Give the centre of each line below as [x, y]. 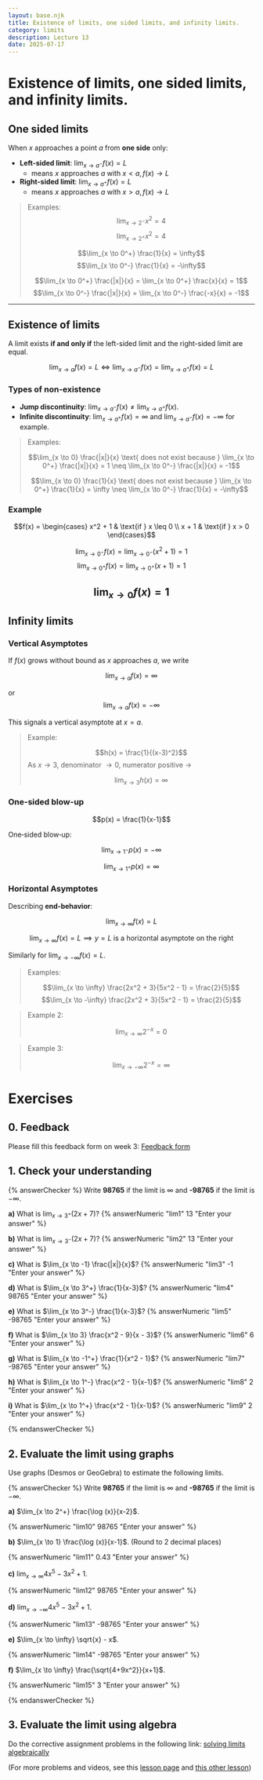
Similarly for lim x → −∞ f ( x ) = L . [57, 956]
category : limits [36, 30]
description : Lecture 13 [49, 37]
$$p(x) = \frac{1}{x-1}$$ [131, 819]
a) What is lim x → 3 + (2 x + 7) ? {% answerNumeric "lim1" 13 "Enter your [120, 1215]
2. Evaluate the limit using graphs [91, 1454]
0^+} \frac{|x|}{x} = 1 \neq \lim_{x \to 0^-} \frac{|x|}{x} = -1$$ [141, 466]
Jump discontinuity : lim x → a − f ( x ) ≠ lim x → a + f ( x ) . [99, 407]
